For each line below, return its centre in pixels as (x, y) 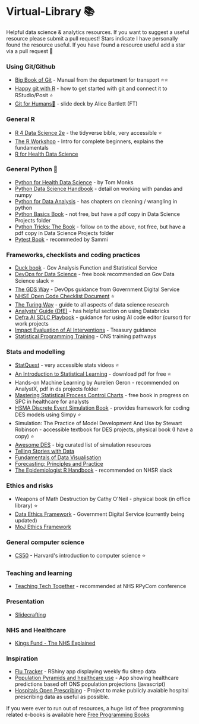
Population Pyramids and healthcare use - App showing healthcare (97, 678)
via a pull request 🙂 (30, 51)
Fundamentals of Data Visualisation (58, 457)
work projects (31, 324)
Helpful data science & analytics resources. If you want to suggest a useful (98, 32)
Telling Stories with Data (45, 451)
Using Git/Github (31, 66)
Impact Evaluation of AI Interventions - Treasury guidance (85, 330)
